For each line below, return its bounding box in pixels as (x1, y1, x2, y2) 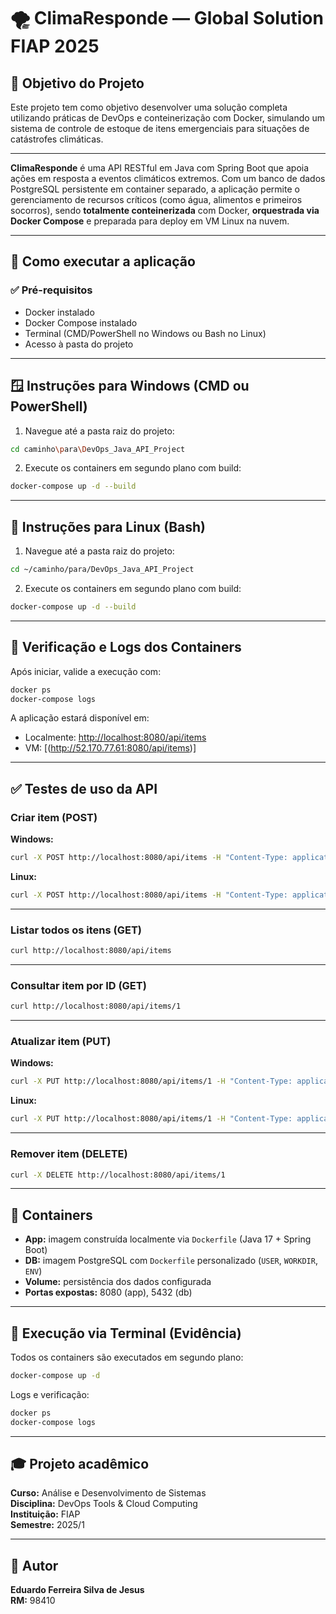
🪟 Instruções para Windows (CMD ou (10, 378, 250, 395)
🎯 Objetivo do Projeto (10, 75, 145, 92)
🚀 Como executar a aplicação (10, 253, 196, 270)
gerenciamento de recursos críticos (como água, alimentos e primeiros (10, 194, 303, 205)
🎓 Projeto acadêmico (10, 1456, 150, 1473)
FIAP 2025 (10, 35, 100, 58)
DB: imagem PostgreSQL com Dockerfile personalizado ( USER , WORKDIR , (24, 1255, 318, 1267)
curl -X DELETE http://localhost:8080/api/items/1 (10, 1170, 226, 1180)
